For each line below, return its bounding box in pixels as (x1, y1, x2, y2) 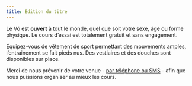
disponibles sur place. (6, 55, 60, 62)
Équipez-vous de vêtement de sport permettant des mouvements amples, (6, 43, 187, 50)
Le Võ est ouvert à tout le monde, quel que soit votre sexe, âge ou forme (6, 25, 184, 32)
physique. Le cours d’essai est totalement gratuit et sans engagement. (6, 31, 178, 39)
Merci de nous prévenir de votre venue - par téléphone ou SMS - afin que (6, 66, 186, 74)
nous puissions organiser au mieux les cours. (6, 73, 117, 80)
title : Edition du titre (6, 8, 68, 15)
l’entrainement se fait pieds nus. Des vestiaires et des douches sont (6, 49, 171, 56)
